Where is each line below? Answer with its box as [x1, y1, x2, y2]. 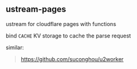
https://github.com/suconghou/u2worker [20, 55, 124, 62]
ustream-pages [6, 4, 67, 15]
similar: [6, 44, 24, 51]
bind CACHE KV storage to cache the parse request [6, 32, 131, 39]
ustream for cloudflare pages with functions [6, 20, 117, 27]
